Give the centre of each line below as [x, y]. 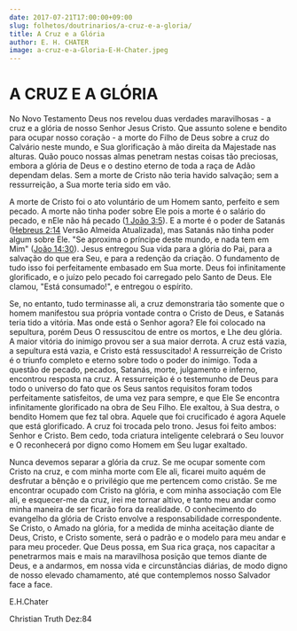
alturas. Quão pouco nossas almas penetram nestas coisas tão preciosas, [144, 157]
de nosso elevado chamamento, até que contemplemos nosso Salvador [140, 575]
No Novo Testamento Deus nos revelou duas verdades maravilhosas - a [141, 119]
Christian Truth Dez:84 [51, 619]
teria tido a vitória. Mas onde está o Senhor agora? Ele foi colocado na [137, 323]
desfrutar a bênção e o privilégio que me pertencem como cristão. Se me [143, 481]
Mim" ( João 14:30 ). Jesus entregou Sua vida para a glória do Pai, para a [141, 249]
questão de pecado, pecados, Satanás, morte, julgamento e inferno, [134, 370]
